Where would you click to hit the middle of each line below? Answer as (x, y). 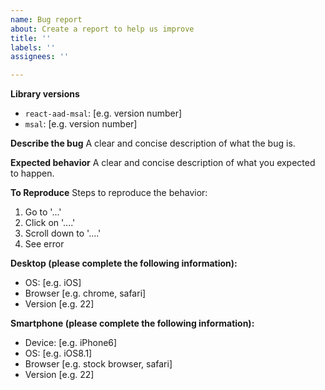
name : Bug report (46, 19)
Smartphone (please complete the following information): (132, 323)
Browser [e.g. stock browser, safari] (98, 364)
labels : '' (33, 47)
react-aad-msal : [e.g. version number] (103, 113)
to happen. (32, 173)
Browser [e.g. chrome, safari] (85, 293)
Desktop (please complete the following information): (124, 263)
